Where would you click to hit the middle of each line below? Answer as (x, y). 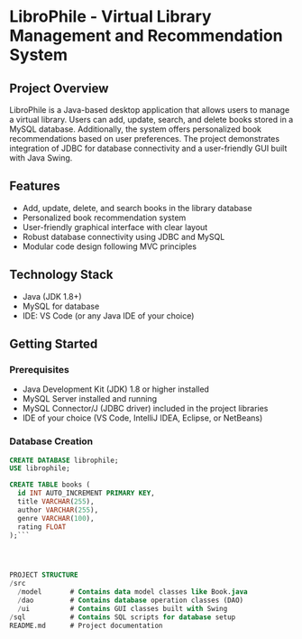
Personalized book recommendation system (104, 218)
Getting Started (54, 344)
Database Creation (51, 441)
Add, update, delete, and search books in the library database (137, 208)
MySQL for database (61, 306)
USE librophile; (40, 468)
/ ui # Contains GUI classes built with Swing (123, 608)
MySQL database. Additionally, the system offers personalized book (135, 129)
